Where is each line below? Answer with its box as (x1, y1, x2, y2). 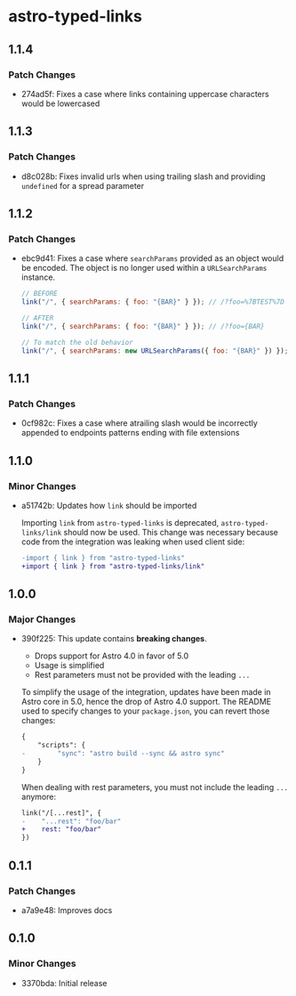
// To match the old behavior (20, 338, 134, 347)
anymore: (20, 791, 57, 802)
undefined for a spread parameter (20, 180, 145, 191)
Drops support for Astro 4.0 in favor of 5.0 (34, 650, 189, 661)
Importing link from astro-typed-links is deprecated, (20, 517, 220, 527)
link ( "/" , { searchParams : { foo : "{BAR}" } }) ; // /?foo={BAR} (20, 322, 265, 331)
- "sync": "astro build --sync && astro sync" (20, 749, 225, 758)
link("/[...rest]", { (20, 808, 101, 817)
